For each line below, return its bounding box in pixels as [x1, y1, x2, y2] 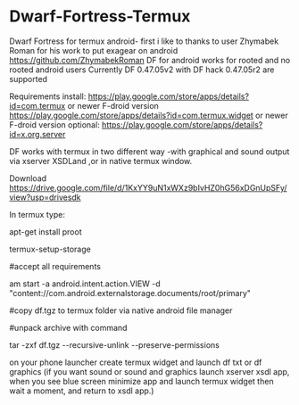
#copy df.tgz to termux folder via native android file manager [9, 305, 233, 316]
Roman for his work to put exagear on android [9, 45, 179, 55]
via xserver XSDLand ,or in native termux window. [9, 155, 193, 166]
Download [9, 172, 47, 184]
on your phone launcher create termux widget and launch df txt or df [9, 357, 262, 368]
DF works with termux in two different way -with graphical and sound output [9, 145, 290, 157]
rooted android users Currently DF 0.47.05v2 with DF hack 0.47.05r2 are [9, 64, 275, 75]
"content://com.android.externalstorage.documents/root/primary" [9, 287, 252, 298]
